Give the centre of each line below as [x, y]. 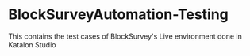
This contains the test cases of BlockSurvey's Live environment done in [125, 36]
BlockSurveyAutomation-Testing [118, 15]
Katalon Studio [32, 44]
